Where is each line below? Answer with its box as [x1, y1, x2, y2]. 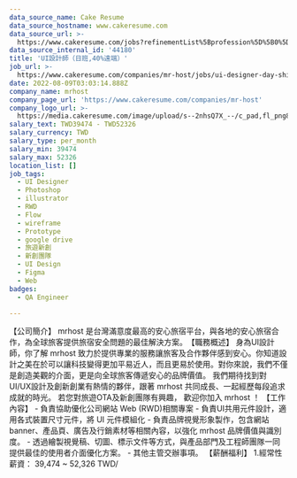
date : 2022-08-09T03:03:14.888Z [9, 79, 128, 88]
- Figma [17, 268, 46, 277]
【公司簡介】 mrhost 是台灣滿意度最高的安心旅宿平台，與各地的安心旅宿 [9, 326, 272, 336]
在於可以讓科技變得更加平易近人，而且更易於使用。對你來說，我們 [32, 359, 272, 370]
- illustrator [17, 194, 69, 204]
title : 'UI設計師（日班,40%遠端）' [9, 54, 128, 63]
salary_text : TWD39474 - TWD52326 [9, 120, 137, 129]
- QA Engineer [17, 293, 69, 302]
